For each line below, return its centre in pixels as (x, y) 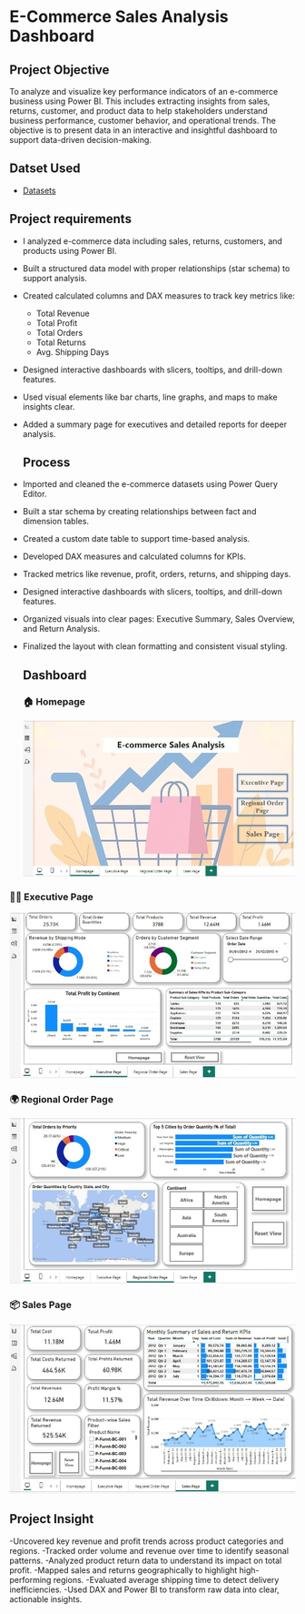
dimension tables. (55, 522)
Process (46, 463)
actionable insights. (46, 1599)
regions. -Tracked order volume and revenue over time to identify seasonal (149, 1550)
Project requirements (70, 219)
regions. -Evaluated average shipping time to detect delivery (166, 1579)
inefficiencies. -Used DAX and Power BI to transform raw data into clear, (144, 1589)
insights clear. (49, 406)
